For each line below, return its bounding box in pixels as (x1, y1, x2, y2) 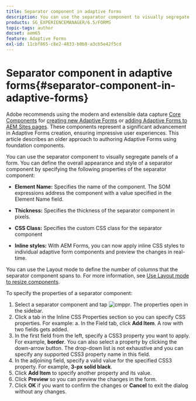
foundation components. (6, 142, 66, 149)
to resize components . (6, 278, 60, 285)
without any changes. (14, 388, 67, 395)
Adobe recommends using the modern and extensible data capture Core (6, 111, 181, 118)
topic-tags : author (6, 25, 54, 31)
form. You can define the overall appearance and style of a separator (6, 159, 173, 166)
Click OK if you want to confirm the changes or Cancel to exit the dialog (14, 382, 188, 389)
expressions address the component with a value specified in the (14, 189, 172, 196)
